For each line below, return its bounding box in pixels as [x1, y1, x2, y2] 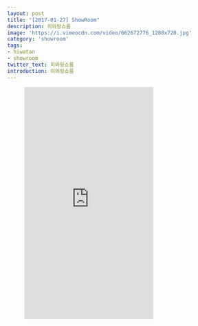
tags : [7, 42, 23, 49]
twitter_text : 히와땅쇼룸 [7, 61, 74, 68]
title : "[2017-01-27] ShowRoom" [7, 17, 100, 23]
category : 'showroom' [7, 36, 69, 43]
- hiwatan [7, 49, 36, 56]
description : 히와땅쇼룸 [7, 23, 71, 30]
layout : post [7, 10, 45, 17]
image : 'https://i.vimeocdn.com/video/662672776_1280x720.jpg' [7, 29, 192, 36]
